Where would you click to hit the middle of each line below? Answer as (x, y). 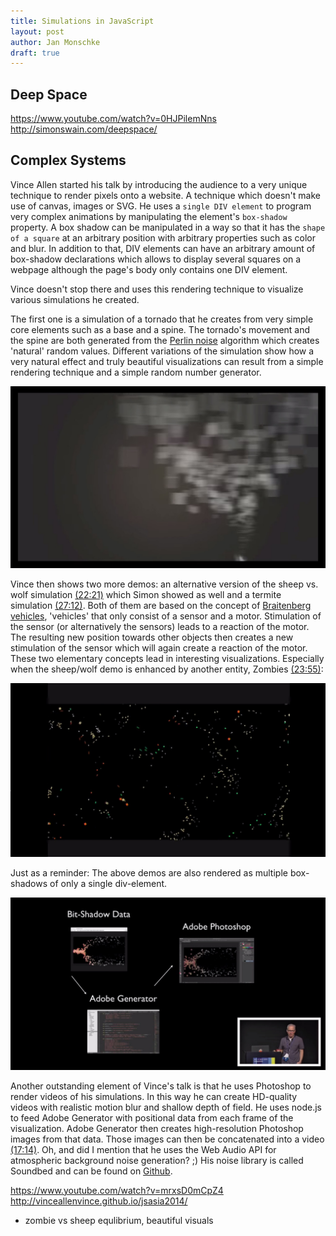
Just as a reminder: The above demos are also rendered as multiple (149, 873)
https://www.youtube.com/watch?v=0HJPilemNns (113, 119)
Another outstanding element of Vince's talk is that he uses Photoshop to (161, 1086)
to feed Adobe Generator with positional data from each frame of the (152, 1117)
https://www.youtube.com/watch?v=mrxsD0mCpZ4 (117, 1190)
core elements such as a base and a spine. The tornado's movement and (160, 329)
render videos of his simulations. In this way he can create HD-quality (154, 1096)
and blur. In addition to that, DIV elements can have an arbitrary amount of (163, 248)
